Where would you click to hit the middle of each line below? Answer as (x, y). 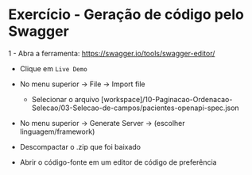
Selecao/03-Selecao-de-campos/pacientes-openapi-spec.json (136, 108)
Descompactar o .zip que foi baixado (80, 146)
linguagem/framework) (57, 131)
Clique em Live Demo (53, 68)
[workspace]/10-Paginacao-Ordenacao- (167, 99)
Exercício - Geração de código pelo (126, 15)
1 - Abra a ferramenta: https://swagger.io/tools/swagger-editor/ (112, 53)
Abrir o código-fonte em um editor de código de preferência (118, 162)
